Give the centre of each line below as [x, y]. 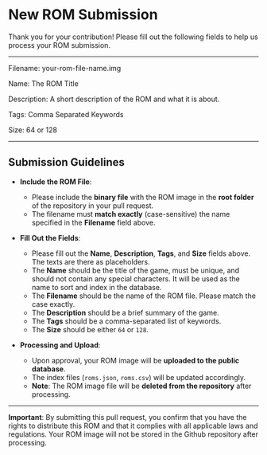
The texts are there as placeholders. [91, 261]
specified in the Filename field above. [93, 222]
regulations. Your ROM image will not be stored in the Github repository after [133, 434]
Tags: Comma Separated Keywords [66, 114]
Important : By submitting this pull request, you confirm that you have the [128, 417]
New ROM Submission [83, 15]
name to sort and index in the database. [97, 287]
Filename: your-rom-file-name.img [65, 68]
